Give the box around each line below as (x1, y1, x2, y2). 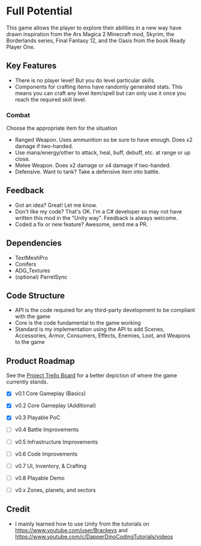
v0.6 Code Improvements (14, 450, 78, 458)
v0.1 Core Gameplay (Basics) (14, 390, 86, 397)
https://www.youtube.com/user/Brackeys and (14, 526, 128, 533)
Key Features (6, 61, 57, 71)
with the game (14, 313, 51, 320)
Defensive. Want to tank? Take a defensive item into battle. (14, 168, 160, 176)
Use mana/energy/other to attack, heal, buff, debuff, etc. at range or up (14, 149, 191, 156)
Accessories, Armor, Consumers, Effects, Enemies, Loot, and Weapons (14, 332, 191, 339)
